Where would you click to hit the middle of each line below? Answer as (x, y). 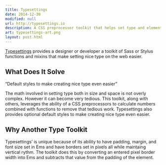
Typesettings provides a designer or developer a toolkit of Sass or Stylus (79, 51)
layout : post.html (24, 37)
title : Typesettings (26, 10)
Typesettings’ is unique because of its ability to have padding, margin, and (81, 141)
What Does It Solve (35, 72)
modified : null (21, 19)
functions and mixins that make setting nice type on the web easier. (74, 56)
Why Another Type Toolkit (46, 130)
